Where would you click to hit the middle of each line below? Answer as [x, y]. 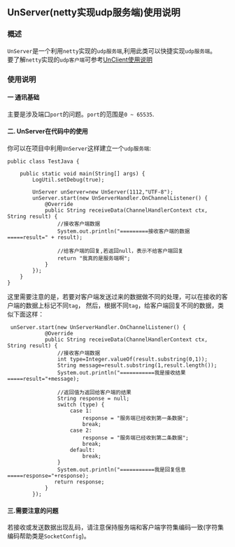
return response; [79, 482]
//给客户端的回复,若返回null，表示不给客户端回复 [120, 251]
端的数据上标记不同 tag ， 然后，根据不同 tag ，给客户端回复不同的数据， [115, 305]
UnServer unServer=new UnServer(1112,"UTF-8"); [103, 192]
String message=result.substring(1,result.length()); [137, 365]
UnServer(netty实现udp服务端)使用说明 [94, 13]
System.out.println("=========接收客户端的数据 [123, 232]
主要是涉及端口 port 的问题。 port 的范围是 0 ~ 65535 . [81, 114]
